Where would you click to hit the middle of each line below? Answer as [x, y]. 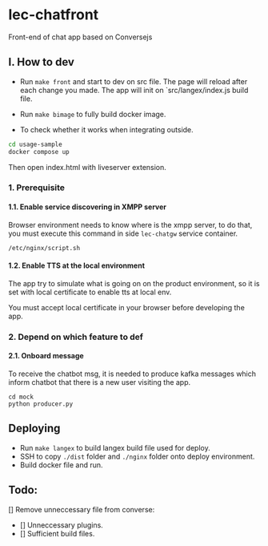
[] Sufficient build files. [57, 533]
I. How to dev [41, 62]
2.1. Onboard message [46, 356]
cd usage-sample [35, 144]
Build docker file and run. [61, 465]
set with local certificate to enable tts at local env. [90, 292]
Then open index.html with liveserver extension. [87, 167]
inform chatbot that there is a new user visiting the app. [100, 382]
